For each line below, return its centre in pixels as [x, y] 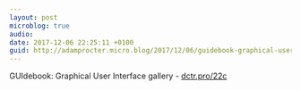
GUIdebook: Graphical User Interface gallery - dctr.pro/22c [118, 76]
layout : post [34, 17]
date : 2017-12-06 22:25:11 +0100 [72, 42]
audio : [21, 34]
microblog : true [39, 26]
